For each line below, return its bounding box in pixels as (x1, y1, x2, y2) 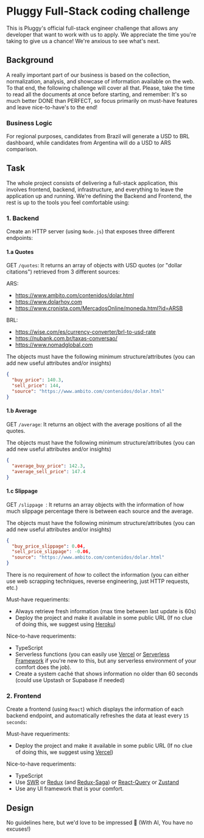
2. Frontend (6, 691, 41, 700)
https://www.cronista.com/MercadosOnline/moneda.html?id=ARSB (15, 305, 183, 312)
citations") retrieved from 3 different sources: (6, 268, 120, 275)
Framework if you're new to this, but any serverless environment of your (15, 657, 197, 664)
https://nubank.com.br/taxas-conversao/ (15, 335, 118, 342)
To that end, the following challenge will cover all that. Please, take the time (6, 84, 195, 91)
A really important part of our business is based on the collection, (6, 71, 171, 79)
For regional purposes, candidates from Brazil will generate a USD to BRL (6, 133, 190, 140)
